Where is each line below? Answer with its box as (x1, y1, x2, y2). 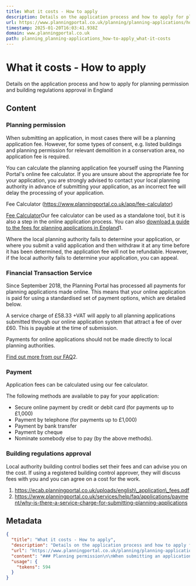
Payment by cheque (14, 429, 63, 436)
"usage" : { (11, 559, 38, 564)
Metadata (6, 516, 42, 526)
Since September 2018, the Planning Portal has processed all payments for (6, 282, 185, 289)
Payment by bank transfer (14, 422, 77, 430)
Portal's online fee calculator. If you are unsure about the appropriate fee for (6, 170, 189, 177)
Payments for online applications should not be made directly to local (6, 336, 172, 343)
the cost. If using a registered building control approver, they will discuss (6, 469, 181, 476)
